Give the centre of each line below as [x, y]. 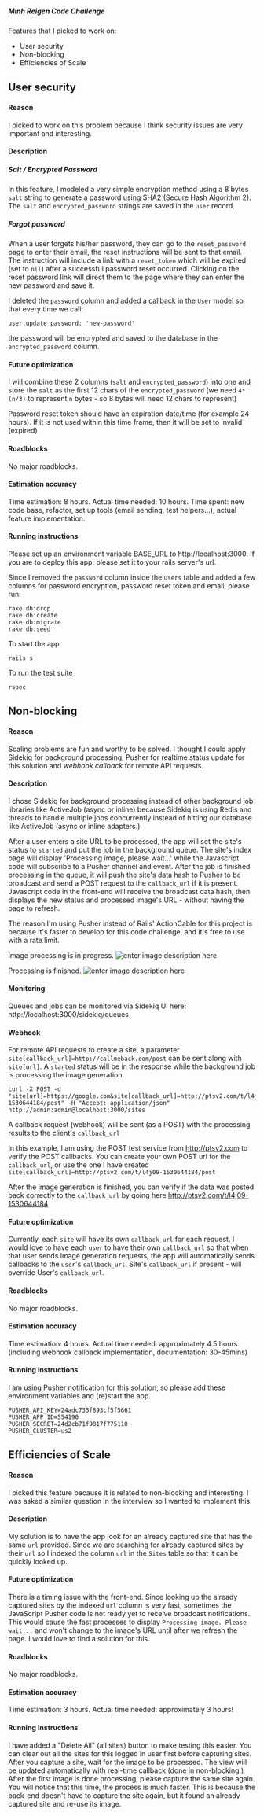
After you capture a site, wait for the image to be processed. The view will [128, 1762]
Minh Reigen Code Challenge [57, 11]
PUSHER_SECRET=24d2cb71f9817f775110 [68, 1424]
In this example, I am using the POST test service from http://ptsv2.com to [128, 1148]
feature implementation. [47, 518]
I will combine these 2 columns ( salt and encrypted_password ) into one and [130, 382]
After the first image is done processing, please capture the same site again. [132, 1778]
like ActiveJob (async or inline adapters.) [74, 826]
